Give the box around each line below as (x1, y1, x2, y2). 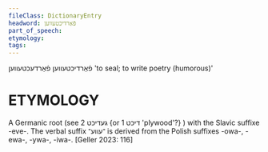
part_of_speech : (8, 26, 62, 34)
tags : (8, 42, 26, 50)
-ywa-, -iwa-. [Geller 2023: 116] (29, 135, 134, 145)
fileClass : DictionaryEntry (8, 11, 102, 20)
